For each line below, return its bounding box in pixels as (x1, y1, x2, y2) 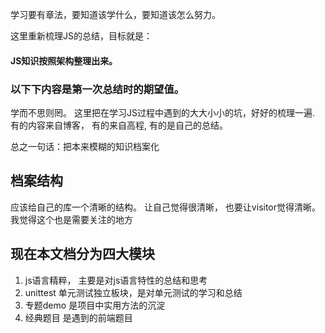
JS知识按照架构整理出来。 (10, 54, 118, 67)
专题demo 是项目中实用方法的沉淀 (24, 299, 166, 311)
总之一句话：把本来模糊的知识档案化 (10, 140, 160, 152)
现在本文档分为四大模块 (10, 246, 155, 263)
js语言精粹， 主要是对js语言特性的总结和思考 (24, 274, 208, 286)
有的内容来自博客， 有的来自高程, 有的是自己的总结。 (10, 119, 228, 131)
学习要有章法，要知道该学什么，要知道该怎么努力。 (10, 9, 221, 20)
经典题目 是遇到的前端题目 (24, 311, 133, 323)
